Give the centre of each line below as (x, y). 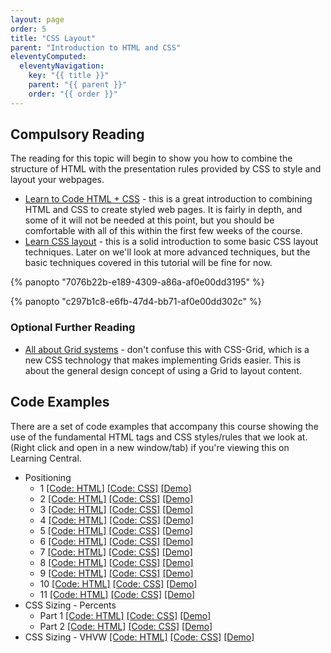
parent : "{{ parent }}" (78, 85)
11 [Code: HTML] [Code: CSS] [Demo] (117, 594)
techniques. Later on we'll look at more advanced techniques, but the (167, 252)
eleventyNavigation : (62, 66)
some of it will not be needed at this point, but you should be (149, 220)
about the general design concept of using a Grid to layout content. (163, 370)
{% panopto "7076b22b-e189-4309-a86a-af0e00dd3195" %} (137, 282)
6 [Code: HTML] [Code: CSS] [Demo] (116, 541)
